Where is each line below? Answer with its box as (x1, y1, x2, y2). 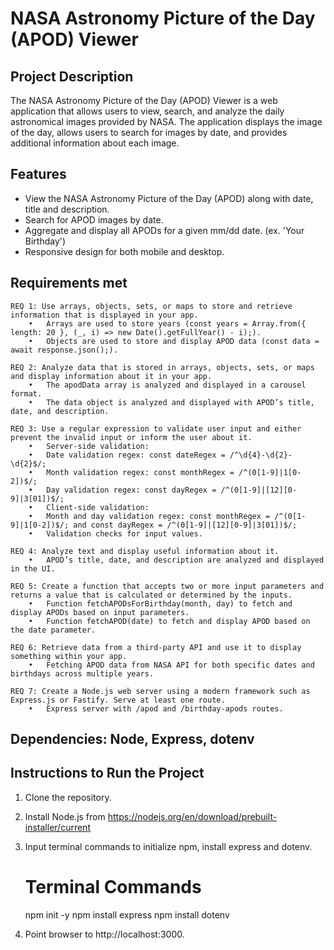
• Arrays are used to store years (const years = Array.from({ (28, 318, 307, 329)
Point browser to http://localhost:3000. (24, 928, 185, 940)
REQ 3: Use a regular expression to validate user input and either (10, 423, 302, 434)
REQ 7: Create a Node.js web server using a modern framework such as (10, 686, 311, 696)
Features (10, 166, 67, 183)
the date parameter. (10, 625, 97, 635)
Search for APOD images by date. (24, 213, 164, 226)
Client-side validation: (46, 502, 150, 512)
